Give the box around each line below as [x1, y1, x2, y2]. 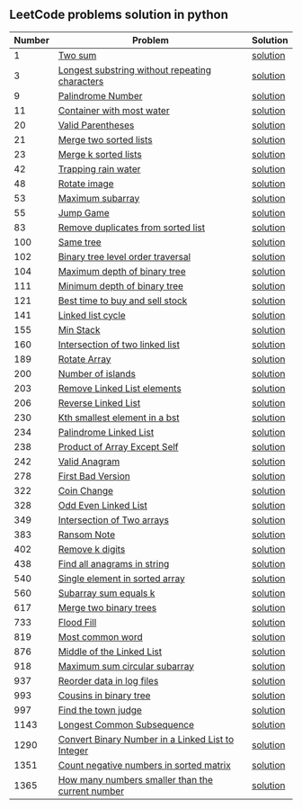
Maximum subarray [58, 192, 140, 204]
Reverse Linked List [58, 396, 141, 409]
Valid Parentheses [58, 119, 135, 131]
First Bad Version [58, 470, 130, 482]
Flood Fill [58, 616, 97, 628]
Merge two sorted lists [58, 133, 153, 146]
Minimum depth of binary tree [58, 279, 184, 292]
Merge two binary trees [58, 601, 157, 614]
